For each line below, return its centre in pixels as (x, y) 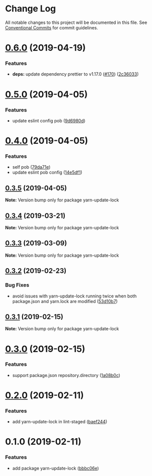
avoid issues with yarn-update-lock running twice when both (75, 296)
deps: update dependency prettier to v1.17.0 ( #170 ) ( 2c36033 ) (76, 74)
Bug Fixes (17, 285)
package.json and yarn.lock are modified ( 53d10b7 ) (65, 301)
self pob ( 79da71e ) (31, 167)
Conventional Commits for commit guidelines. (51, 27)
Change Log (30, 9)
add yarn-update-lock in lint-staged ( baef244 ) (60, 422)
